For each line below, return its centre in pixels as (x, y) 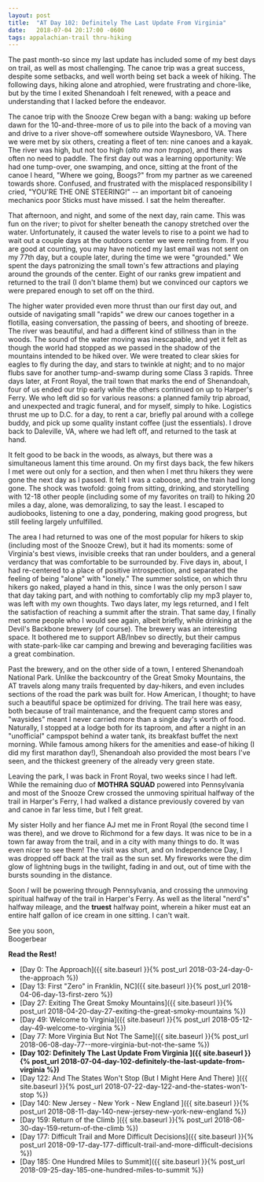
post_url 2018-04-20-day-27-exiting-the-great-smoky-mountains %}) (132, 1011)
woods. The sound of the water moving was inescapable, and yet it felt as (128, 340)
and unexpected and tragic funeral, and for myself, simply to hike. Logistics (130, 407)
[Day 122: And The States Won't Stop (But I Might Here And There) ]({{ (134, 1078)
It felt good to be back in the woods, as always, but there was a (111, 455)
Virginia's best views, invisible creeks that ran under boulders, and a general (132, 554)
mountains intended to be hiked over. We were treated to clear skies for (124, 356)
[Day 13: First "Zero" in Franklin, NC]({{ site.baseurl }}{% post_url (125, 986)
